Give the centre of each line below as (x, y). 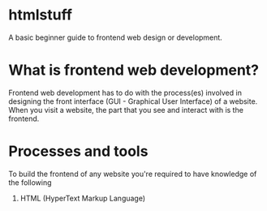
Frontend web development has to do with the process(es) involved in (125, 93)
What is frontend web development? (134, 70)
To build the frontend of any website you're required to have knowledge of (133, 174)
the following (30, 182)
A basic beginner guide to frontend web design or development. (116, 37)
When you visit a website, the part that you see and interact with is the (126, 110)
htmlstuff (41, 15)
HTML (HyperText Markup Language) (83, 198)
